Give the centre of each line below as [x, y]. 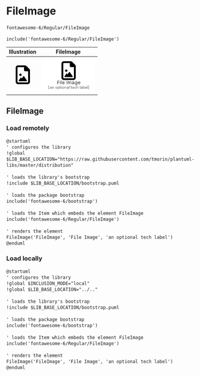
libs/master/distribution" [40, 165]
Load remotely [28, 128]
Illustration [23, 52]
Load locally [24, 258]
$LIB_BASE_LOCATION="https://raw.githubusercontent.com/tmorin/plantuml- [101, 159]
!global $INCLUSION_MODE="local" [48, 284]
